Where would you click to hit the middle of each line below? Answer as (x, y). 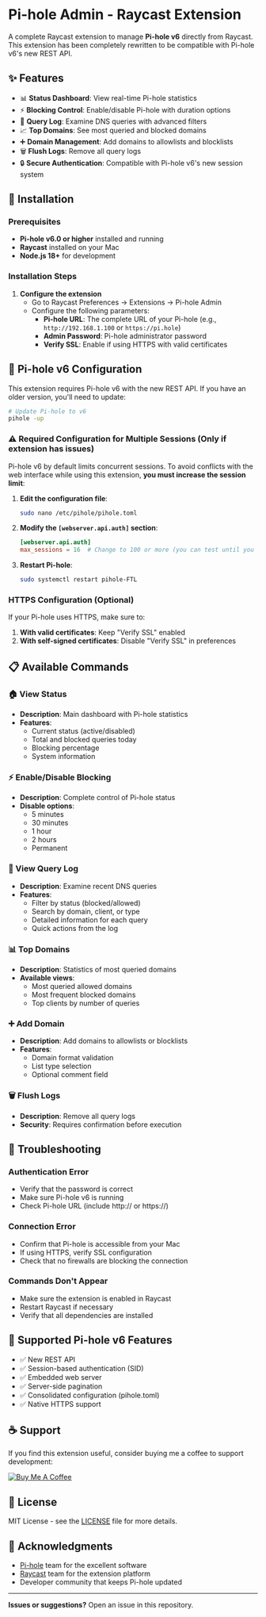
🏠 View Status (38, 694)
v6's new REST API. (40, 53)
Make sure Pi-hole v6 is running (72, 1197)
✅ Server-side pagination (61, 1386)
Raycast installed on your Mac (70, 247)
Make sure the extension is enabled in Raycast (95, 1298)
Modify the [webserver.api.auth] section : (89, 528)
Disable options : (47, 806)
